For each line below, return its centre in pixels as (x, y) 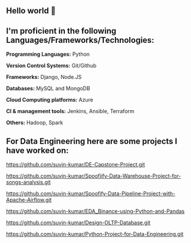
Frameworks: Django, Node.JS (44, 77)
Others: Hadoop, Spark (35, 123)
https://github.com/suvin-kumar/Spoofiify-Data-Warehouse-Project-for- (94, 176)
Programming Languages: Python (48, 54)
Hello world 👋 (31, 11)
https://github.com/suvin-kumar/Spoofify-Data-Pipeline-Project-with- (91, 194)
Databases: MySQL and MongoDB (48, 88)
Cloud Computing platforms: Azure (50, 100)
